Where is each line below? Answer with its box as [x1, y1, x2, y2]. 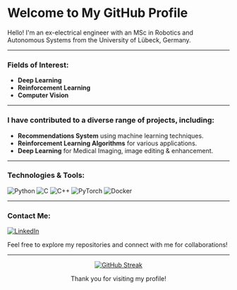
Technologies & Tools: [7, 171, 85, 181]
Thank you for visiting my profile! [70, 274, 167, 283]
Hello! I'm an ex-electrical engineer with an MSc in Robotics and [7, 28, 194, 37]
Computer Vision [17, 91, 69, 99]
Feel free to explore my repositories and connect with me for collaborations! [7, 241, 228, 249]
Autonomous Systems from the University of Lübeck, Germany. [7, 35, 192, 44]
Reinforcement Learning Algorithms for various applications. [17, 139, 197, 147]
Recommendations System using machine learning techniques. [17, 131, 204, 140]
